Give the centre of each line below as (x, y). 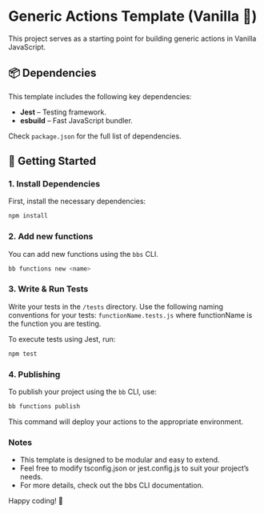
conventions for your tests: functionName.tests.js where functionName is (130, 315)
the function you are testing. (55, 323)
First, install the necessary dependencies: (77, 201)
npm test (23, 354)
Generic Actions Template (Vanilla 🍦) (133, 16)
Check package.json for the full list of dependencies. (95, 136)
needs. (31, 477)
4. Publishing (34, 374)
